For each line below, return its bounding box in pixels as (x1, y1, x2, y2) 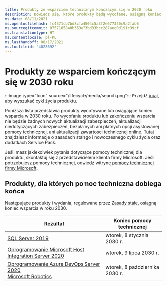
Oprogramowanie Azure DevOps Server (7, 261, 100, 268)
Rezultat (44, 220, 65, 227)
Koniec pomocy (113, 217, 152, 224)
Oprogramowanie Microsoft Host (7, 246, 84, 253)
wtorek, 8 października (105, 264, 159, 271)
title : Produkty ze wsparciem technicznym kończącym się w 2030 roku (5, 7, 153, 12)
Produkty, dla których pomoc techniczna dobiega (5, 179, 162, 188)
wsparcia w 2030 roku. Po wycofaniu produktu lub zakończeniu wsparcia (5, 113, 156, 119)
